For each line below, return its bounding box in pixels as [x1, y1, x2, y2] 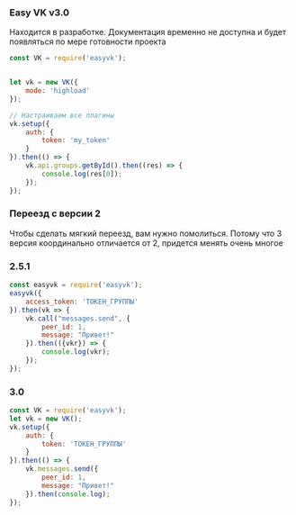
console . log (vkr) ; [41, 348, 111, 357]
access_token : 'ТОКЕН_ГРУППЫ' [25, 297, 139, 306]
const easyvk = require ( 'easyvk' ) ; [9, 281, 143, 290]
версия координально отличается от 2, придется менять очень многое [9, 237, 283, 248]
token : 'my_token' [41, 136, 111, 145]
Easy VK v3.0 [9, 6, 70, 19]
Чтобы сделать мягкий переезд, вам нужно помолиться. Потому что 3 [9, 228, 283, 239]
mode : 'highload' [25, 86, 91, 95]
